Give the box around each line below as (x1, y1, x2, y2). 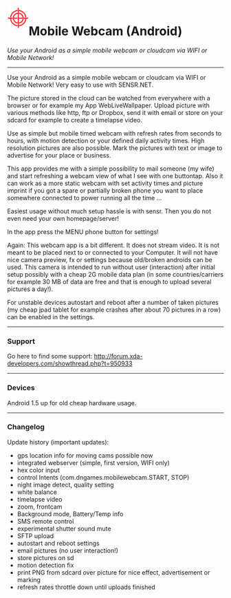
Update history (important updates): (7, 438, 109, 446)
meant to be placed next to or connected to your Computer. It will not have (7, 248, 219, 257)
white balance (16, 488, 57, 496)
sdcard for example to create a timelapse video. (7, 116, 143, 124)
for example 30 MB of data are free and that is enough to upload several (7, 277, 212, 286)
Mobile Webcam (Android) (28, 23, 183, 39)
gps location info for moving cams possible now (16, 451, 153, 460)
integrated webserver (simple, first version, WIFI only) (16, 458, 170, 467)
